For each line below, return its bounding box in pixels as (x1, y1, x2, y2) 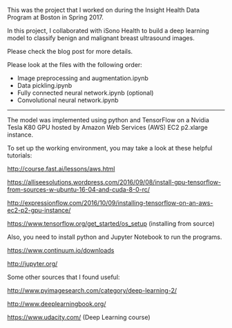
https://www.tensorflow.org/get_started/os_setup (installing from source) (7, 220, 215, 227)
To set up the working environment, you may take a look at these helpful (7, 144, 213, 152)
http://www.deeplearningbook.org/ (7, 300, 106, 308)
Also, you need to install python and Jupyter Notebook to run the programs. (7, 233, 222, 241)
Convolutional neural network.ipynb (17, 96, 119, 104)
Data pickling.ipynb (17, 81, 72, 89)
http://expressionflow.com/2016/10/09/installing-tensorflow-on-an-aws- (7, 199, 213, 206)
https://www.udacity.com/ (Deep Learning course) (7, 313, 151, 321)
